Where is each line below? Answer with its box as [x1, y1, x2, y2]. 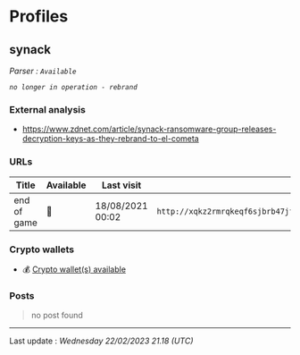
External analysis [9, 103, 87, 115]
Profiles [9, 6, 69, 27]
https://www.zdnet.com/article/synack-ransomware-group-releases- [21, 123, 277, 135]
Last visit [101, 179, 142, 191]
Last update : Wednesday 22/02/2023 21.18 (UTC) [9, 335, 194, 346]
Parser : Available [9, 65, 77, 76]
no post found [30, 310, 83, 321]
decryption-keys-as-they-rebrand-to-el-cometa [21, 133, 199, 144]
